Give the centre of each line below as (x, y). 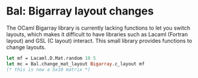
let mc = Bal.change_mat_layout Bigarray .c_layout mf (76, 64)
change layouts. (26, 47)
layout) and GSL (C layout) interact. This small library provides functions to (99, 41)
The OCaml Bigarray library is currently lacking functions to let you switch (98, 28)
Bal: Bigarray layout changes (80, 11)
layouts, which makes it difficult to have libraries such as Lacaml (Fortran (97, 34)
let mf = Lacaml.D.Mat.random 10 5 (51, 58)
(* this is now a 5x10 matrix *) (48, 70)
